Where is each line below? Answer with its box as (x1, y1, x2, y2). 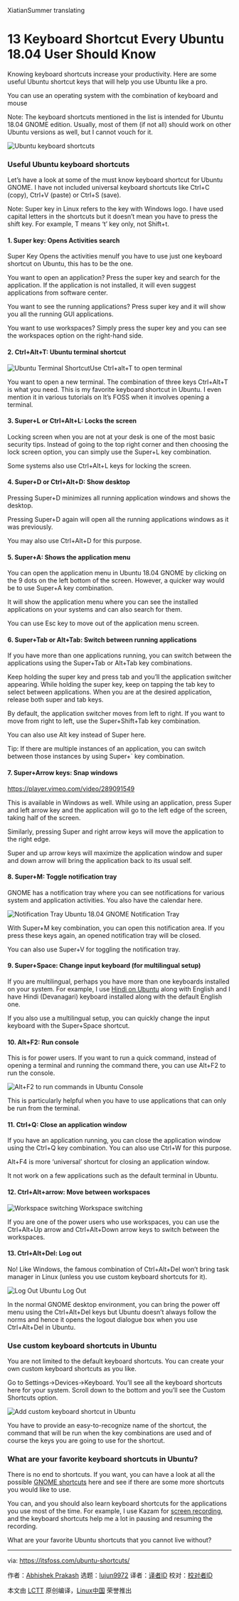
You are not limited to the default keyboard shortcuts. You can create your (7, 1357, 224, 1365)
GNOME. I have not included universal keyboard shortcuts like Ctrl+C (7, 183, 210, 192)
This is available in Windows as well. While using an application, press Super (7, 798, 232, 807)
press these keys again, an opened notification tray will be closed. (7, 931, 201, 939)
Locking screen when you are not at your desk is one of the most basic (7, 432, 216, 441)
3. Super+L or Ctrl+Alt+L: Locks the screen (7, 417, 137, 425)
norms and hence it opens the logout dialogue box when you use (7, 1315, 198, 1323)
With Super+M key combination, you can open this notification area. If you (7, 924, 225, 932)
